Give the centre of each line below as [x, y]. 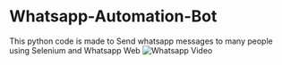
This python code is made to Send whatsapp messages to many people [141, 41]
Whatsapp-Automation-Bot [113, 16]
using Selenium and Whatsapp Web [75, 50]
